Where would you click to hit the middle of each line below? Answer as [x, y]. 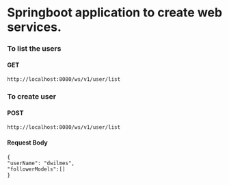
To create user [32, 97]
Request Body [27, 143]
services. [34, 27]
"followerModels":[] [37, 169]
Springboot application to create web [115, 13]
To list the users [34, 49]
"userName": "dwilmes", [41, 163]
